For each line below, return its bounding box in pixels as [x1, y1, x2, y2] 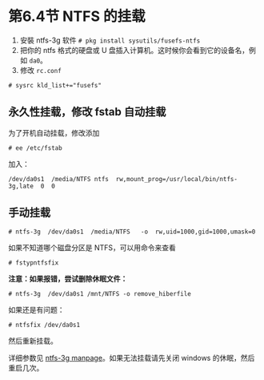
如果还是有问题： [8, 305, 65, 314]
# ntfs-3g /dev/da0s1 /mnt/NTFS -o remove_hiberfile [8, 289, 192, 297]
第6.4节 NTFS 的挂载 [8, 7, 146, 26]
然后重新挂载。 [8, 336, 58, 346]
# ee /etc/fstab [8, 144, 62, 152]
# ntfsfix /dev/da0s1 [8, 321, 81, 329]
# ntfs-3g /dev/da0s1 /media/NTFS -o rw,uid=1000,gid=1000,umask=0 [8, 228, 256, 236]
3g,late [8, 182, 34, 190]
